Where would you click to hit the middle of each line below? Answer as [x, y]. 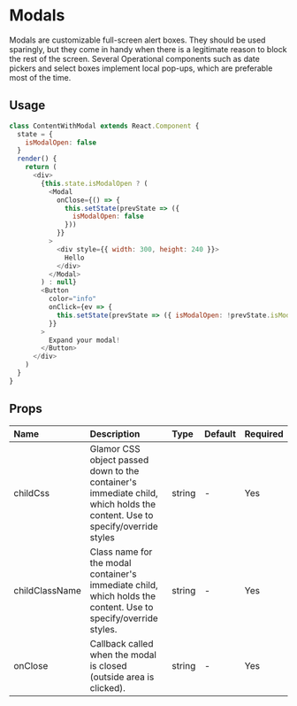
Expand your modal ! [84, 340]
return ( [41, 167]
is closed [108, 665]
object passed [119, 460]
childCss [32, 493]
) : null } [59, 283]
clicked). [108, 687]
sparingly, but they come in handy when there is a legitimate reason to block [148, 49]
